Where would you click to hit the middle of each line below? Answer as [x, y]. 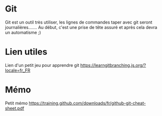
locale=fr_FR [18, 70]
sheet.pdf [15, 108]
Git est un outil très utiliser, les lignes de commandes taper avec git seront [79, 22]
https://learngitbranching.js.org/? [113, 65]
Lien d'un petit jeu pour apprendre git [42, 65]
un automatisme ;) [23, 32]
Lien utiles [26, 52]
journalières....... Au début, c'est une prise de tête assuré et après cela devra [81, 27]
